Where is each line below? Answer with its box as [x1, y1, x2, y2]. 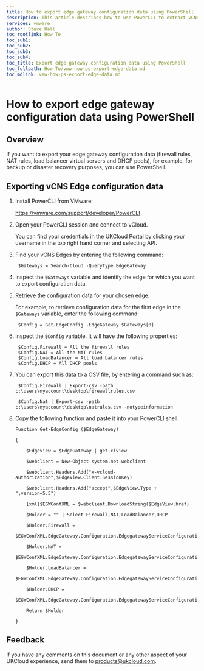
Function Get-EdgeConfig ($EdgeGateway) [15, 427, 119, 433]
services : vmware [6, 20, 50, 26]
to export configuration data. [15, 280, 87, 287]
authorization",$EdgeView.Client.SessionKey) [15, 474, 132, 481]
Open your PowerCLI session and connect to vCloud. [15, 221, 148, 228]
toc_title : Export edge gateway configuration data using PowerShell [6, 60, 186, 66]
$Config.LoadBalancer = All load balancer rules [18, 355, 144, 361]
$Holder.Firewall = [26, 522, 76, 529]
